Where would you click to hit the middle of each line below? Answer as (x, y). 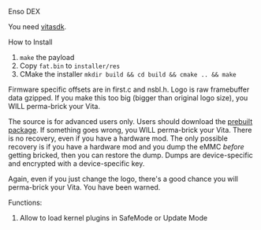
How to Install (30, 42)
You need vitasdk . (37, 26)
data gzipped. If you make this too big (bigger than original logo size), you (128, 98)
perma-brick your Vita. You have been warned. (84, 187)
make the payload (47, 57)
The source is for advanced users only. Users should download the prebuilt (130, 121)
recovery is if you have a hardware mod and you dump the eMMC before (126, 147)
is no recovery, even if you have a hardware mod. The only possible (118, 138)
